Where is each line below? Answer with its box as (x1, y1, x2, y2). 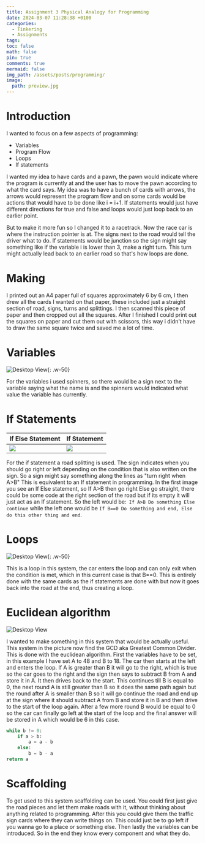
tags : (6, 37, 20, 43)
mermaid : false (6, 66, 45, 72)
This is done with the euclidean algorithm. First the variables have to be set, (6, 651, 197, 658)
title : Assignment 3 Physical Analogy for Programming (6, 9, 149, 15)
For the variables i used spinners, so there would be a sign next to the (6, 377, 182, 385)
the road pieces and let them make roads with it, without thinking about (6, 803, 185, 811)
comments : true (6, 60, 45, 66)
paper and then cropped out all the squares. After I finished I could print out (6, 311, 197, 319)
